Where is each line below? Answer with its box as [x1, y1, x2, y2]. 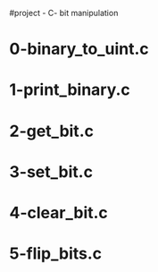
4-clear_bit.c [9, 202, 109, 223]
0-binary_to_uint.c [9, 39, 149, 59]
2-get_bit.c [9, 121, 94, 141]
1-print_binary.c [9, 80, 131, 100]
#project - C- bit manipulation [9, 8, 119, 18]
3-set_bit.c [9, 161, 94, 182]
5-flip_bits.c [9, 243, 103, 264]
